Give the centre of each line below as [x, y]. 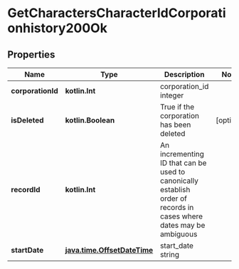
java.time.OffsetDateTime [109, 250]
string [170, 254]
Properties [31, 54]
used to [172, 172]
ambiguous [179, 234]
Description [184, 74]
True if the [177, 107]
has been [175, 125]
